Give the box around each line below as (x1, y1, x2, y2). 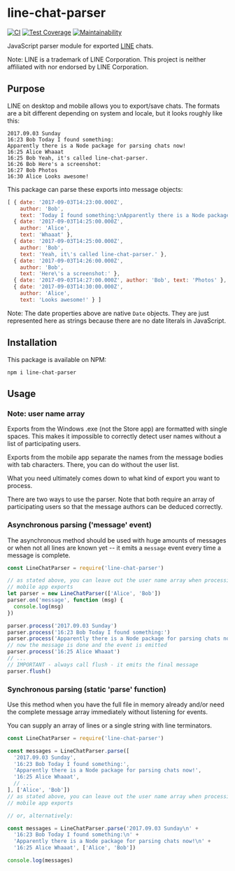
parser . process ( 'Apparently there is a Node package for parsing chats (7, 635, 220, 642)
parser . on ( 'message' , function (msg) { (7, 597, 124, 604)
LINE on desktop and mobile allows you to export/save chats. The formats (7, 102, 220, 110)
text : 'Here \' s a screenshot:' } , (20, 270, 120, 277)
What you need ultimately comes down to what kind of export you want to (7, 474, 220, 482)
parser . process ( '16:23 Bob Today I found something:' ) (7, 629, 171, 636)
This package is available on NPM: (7, 355, 107, 363)
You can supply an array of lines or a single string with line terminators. (7, 721, 212, 730)
